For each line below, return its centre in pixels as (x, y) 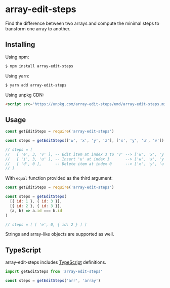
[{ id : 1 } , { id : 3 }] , (36, 201)
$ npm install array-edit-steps (39, 66)
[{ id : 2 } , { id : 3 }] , (36, 206)
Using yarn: (17, 76)
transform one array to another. (38, 28)
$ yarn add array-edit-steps (36, 85)
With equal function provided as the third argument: (59, 178)
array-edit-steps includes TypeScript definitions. (56, 262)
